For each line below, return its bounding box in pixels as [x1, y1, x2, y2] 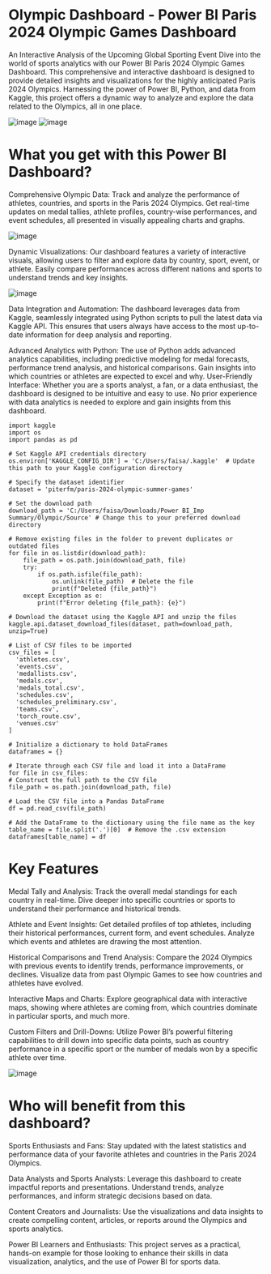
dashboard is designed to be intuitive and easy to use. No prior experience [8, 388, 257, 398]
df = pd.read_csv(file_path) [8, 804, 107, 812]
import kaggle [8, 421, 57, 430]
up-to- [237, 321, 260, 331]
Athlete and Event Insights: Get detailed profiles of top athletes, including [8, 919, 252, 929]
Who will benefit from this [8, 1097, 186, 1115]
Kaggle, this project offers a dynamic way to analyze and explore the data [8, 92, 254, 102]
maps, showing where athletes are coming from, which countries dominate [8, 1003, 257, 1012]
